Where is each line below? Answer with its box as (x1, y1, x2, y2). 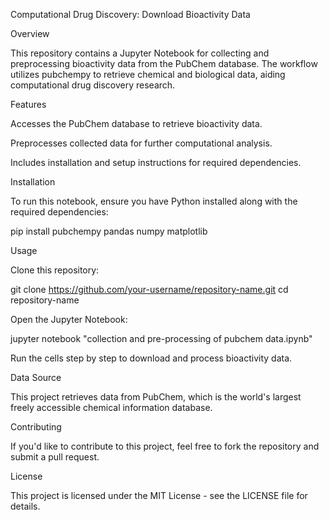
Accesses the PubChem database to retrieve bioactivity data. (10, 118, 263, 129)
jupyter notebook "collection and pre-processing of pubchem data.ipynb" (10, 333, 313, 344)
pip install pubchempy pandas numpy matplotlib (10, 225, 208, 237)
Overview (10, 28, 50, 39)
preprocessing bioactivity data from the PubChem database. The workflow (10, 58, 318, 69)
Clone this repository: (10, 264, 100, 276)
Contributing (10, 421, 62, 433)
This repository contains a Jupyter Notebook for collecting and (10, 47, 270, 59)
